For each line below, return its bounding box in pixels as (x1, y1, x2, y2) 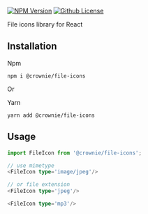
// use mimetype (7, 162, 54, 169)
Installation (7, 41, 57, 52)
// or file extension (7, 181, 71, 188)
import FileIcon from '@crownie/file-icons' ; (7, 149, 142, 157)
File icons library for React (7, 20, 83, 28)
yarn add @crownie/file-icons (7, 112, 96, 119)
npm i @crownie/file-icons (7, 72, 86, 80)
